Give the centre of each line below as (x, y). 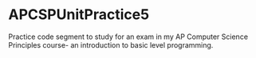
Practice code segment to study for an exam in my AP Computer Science (128, 37)
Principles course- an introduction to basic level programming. (111, 44)
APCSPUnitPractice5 (79, 15)
